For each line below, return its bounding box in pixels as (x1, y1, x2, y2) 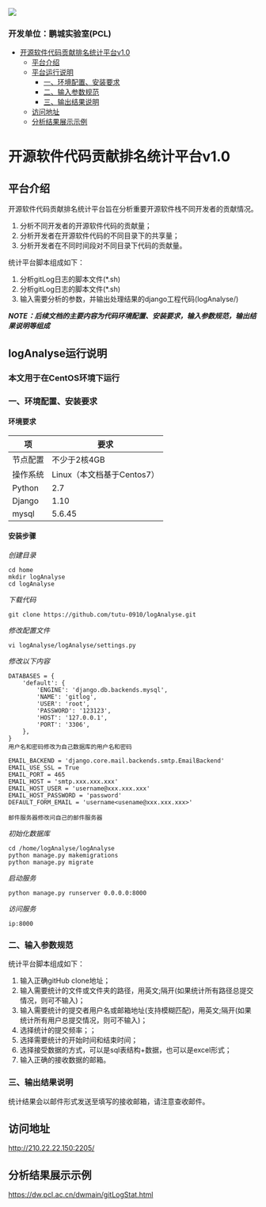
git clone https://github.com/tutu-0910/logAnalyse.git (8, 610, 196, 618)
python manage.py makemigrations (8, 851, 119, 859)
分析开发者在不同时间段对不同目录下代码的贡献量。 (19, 241, 187, 250)
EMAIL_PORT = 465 (8, 770, 66, 778)
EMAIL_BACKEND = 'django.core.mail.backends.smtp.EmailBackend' (8, 757, 225, 765)
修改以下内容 (8, 656, 50, 666)
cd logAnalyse (8, 579, 55, 588)
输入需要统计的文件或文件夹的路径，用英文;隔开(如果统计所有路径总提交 (19, 986, 254, 995)
